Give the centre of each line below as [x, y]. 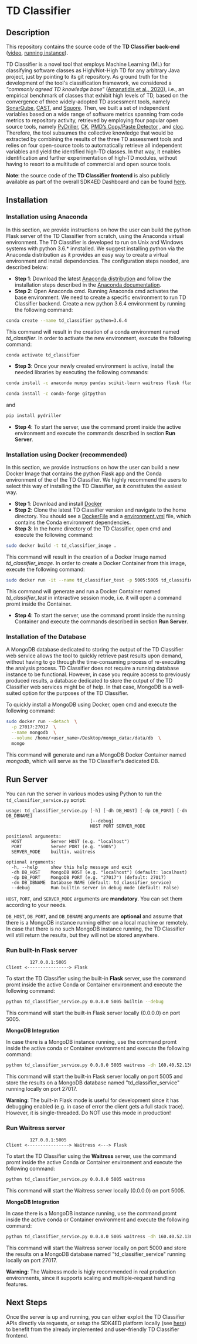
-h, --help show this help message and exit [72, 867]
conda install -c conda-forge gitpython [56, 394]
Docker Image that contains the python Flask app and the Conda [84, 473]
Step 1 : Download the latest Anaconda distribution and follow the [93, 278]
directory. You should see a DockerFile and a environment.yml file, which [103, 516]
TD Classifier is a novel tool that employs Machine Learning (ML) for [88, 64]
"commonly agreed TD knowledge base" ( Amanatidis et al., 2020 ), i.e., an [95, 89]
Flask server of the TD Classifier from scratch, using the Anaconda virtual [95, 236]
